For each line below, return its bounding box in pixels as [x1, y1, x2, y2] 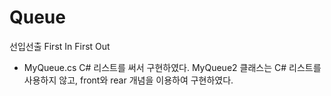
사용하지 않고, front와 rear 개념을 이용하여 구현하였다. [23, 74, 234, 86]
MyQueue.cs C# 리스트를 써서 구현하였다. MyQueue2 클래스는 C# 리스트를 [23, 61, 322, 73]
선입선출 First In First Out [9, 40, 111, 52]
